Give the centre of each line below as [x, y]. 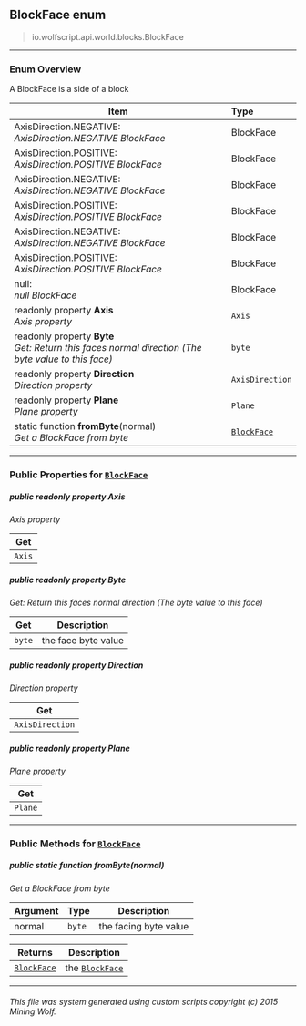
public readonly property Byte [68, 580]
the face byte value [83, 640]
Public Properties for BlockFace [79, 475]
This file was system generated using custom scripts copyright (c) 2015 [144, 1002]
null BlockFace [46, 295]
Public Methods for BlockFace [75, 844]
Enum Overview [46, 69]
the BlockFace [94, 968]
